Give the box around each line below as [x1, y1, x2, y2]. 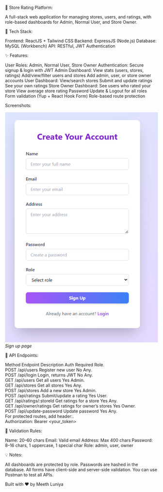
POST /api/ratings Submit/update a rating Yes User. [5, 393, 108, 398]
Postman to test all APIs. [5, 472, 54, 477]
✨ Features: [5, 52, 29, 58]
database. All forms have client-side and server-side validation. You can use [5, 466, 158, 473]
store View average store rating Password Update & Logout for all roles [5, 88, 147, 94]
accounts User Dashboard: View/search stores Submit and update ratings [5, 78, 152, 83]
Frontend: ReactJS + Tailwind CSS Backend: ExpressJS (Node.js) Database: [5, 38, 157, 44]
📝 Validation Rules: [5, 427, 42, 434]
